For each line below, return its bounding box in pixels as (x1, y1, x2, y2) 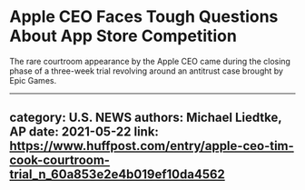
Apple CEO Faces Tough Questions (9, 6, 279, 27)
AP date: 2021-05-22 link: (9, 125, 159, 140)
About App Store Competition (9, 25, 238, 46)
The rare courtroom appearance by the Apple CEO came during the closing (9, 55, 290, 66)
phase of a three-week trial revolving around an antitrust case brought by (9, 65, 284, 76)
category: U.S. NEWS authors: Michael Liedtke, (9, 110, 282, 125)
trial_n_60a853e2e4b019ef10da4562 (9, 166, 225, 183)
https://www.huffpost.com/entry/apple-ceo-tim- (9, 138, 295, 154)
